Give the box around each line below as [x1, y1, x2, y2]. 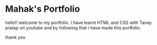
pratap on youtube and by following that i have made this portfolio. [5, 24, 142, 30]
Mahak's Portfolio [5, 3, 80, 15]
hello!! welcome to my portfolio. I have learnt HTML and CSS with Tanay [5, 20, 152, 25]
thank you [5, 34, 26, 40]
